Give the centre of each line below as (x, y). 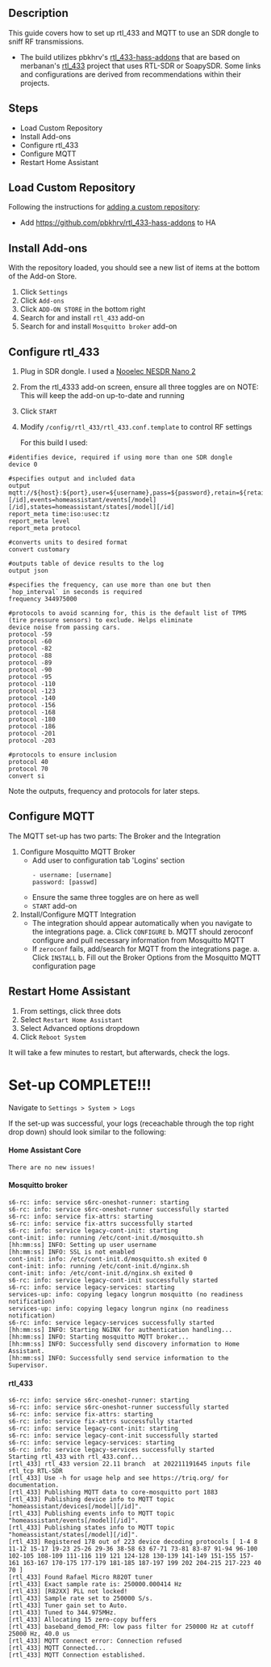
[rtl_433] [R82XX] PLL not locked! (68, 1592)
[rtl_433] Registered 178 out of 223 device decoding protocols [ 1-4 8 (133, 1542)
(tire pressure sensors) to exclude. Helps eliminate (101, 621)
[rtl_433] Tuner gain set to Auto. (68, 1605)
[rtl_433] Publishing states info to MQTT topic (92, 1528)
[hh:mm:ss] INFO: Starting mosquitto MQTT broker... (99, 1337)
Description (38, 13)
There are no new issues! (52, 1167)
